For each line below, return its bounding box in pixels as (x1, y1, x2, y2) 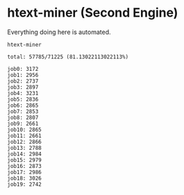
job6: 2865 (7, 102, 39, 109)
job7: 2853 (7, 108, 39, 115)
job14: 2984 (7, 151, 42, 158)
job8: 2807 (7, 114, 39, 121)
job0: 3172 (7, 65, 39, 72)
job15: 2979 (7, 156, 42, 164)
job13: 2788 (7, 144, 42, 151)
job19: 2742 (7, 180, 42, 188)
